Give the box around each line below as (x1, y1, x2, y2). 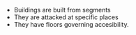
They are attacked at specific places (13, 13, 119, 21)
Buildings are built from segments (13, 6, 112, 14)
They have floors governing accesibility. (13, 21, 129, 28)
